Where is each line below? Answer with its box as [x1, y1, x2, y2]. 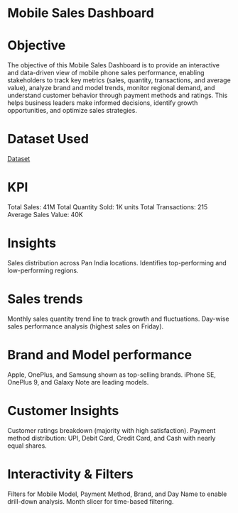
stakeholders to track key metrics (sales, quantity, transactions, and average [7, 76, 231, 84]
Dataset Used [7, 131, 89, 147]
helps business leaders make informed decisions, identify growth [7, 99, 198, 107]
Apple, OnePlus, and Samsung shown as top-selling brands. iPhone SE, [7, 370, 217, 379]
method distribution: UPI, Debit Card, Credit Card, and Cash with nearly [7, 434, 216, 442]
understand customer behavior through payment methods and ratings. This [7, 91, 228, 100]
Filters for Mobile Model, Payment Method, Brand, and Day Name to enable [7, 490, 227, 498]
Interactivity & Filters [7, 466, 134, 482]
